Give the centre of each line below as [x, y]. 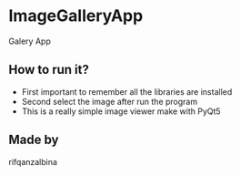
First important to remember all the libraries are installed [127, 91]
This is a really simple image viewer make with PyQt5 [121, 111]
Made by [34, 140]
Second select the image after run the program [109, 101]
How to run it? [49, 70]
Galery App [30, 41]
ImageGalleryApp [76, 16]
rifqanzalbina [33, 161]
